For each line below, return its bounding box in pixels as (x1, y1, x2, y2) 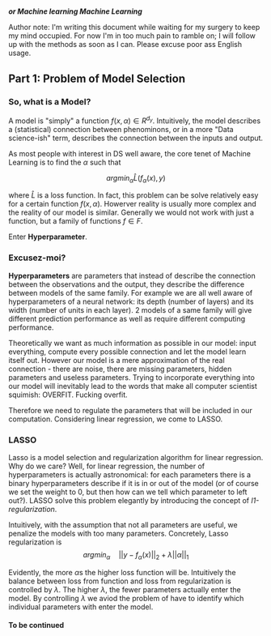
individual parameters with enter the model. (8, 602, 154, 612)
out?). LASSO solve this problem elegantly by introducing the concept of (8, 495, 250, 505)
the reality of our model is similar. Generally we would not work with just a (8, 207, 255, 217)
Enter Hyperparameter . (8, 232, 87, 241)
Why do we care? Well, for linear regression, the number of (8, 461, 205, 471)
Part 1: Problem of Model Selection (8, 71, 186, 85)
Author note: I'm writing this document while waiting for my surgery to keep (8, 23, 260, 32)
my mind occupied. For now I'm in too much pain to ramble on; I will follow (8, 31, 256, 41)
